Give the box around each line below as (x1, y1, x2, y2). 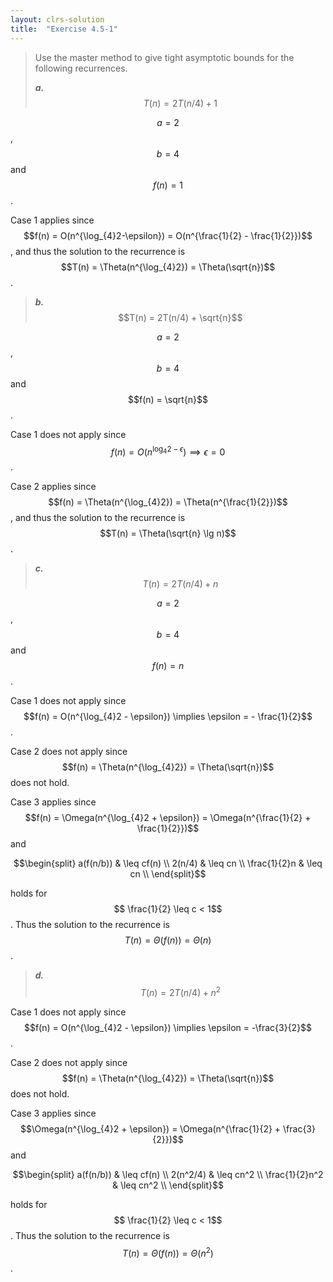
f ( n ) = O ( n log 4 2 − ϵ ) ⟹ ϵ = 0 (110, 444, 226, 458)
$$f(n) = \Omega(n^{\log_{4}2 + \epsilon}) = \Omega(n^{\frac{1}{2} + (24, 812, 312, 824)
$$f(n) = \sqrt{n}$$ (127, 393, 209, 405)
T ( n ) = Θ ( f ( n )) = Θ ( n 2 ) (122, 1245, 214, 1259)
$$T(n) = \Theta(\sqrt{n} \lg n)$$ (99, 527, 237, 540)
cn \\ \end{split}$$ (129, 868, 207, 880)
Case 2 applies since (10, 481, 97, 493)
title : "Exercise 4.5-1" (10, 24, 118, 34)
